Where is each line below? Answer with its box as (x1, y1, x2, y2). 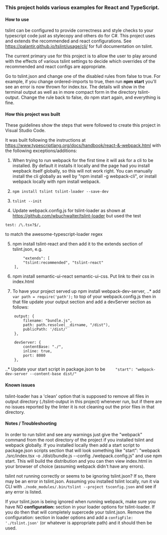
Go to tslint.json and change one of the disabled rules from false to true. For (5, 73, 161, 79)
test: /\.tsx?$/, (5, 222, 41, 228)
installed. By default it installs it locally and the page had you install (12, 163, 150, 169)
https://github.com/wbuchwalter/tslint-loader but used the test (12, 213, 141, 219)
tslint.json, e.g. (12, 246, 43, 252)
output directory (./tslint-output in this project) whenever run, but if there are (5, 398, 162, 404)
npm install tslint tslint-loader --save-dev (12, 189, 109, 194)
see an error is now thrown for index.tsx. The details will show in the (5, 84, 145, 90)
